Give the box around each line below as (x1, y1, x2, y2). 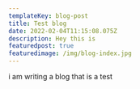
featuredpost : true (8, 42, 74, 50)
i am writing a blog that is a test (8, 72, 113, 81)
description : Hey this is (8, 34, 95, 43)
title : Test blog (8, 19, 67, 28)
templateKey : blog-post (8, 11, 89, 20)
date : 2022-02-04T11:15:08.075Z (8, 27, 117, 35)
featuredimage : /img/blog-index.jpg (8, 49, 132, 57)
